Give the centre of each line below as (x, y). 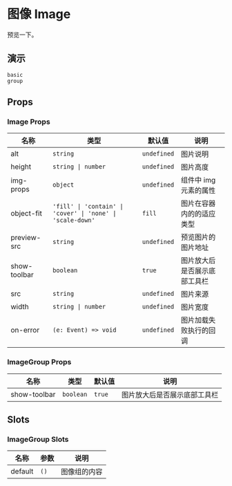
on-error (25, 330)
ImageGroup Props (39, 362)
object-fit (27, 214)
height (21, 167)
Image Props (29, 122)
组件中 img (198, 180)
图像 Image (39, 14)
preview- (26, 238)
